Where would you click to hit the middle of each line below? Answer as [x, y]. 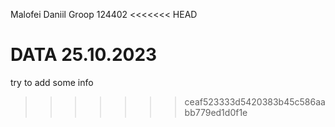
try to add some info [52, 82]
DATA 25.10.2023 [84, 55]
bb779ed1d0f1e [216, 112]
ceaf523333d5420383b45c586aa [255, 101]
